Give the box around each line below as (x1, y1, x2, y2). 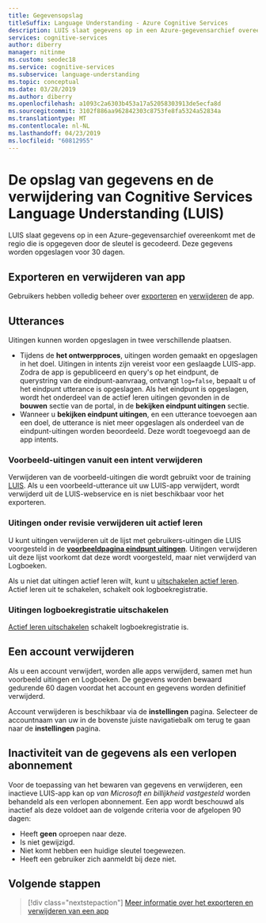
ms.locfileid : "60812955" (8, 136, 93, 145)
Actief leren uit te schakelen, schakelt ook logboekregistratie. (8, 584, 208, 594)
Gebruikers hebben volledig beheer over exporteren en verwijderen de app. (8, 291, 255, 301)
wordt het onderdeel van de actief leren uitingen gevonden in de (19, 393, 230, 402)
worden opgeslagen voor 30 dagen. (8, 247, 125, 257)
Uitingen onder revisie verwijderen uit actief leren (8, 518, 203, 529)
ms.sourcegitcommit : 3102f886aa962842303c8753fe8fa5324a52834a (8, 108, 222, 116)
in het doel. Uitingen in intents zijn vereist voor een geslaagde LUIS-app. (19, 359, 256, 369)
